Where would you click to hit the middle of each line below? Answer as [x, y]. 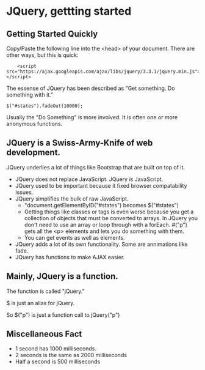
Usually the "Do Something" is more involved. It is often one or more [92, 117]
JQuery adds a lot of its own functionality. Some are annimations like [101, 244]
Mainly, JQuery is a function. [63, 276]
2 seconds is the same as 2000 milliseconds [71, 355]
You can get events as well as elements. [74, 237]
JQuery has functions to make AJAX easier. [70, 257]
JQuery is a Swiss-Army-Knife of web [80, 143]
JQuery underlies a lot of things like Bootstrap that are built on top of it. [95, 167]
